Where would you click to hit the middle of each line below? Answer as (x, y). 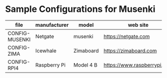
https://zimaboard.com (130, 51)
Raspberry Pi (50, 65)
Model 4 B (85, 65)
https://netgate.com (127, 36)
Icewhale (46, 51)
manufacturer (52, 25)
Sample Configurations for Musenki (80, 9)
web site (138, 25)
